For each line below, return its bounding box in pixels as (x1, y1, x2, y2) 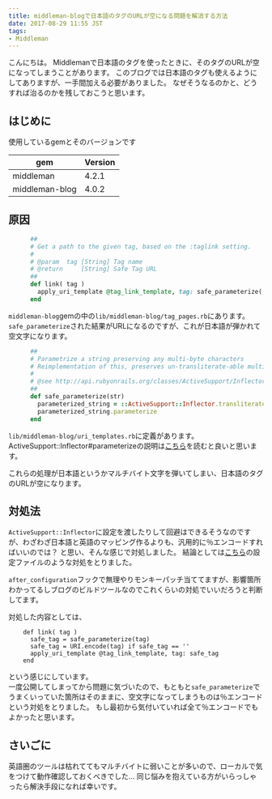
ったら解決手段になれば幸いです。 (8, 782, 121, 792)
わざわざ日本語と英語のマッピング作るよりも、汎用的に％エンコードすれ (22, 538, 264, 547)
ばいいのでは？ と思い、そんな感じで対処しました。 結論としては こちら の (8, 547, 253, 557)
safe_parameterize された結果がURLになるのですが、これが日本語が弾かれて (8, 321, 261, 330)
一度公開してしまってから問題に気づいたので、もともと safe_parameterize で (8, 682, 261, 692)
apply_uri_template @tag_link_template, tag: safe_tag (29, 649, 219, 658)
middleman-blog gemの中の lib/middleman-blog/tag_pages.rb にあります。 (8, 311, 249, 321)
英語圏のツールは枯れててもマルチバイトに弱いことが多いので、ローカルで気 (8, 762, 263, 771)
